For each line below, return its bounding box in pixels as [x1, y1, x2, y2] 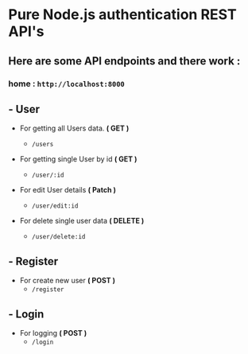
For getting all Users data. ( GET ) [19, 123, 130, 133]
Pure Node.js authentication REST [8, 6, 237, 24]
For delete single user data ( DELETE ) [19, 216, 145, 226]
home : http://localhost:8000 [8, 78, 125, 89]
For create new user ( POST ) [19, 276, 115, 286]
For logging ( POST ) [19, 328, 87, 337]
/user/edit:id [31, 202, 79, 210]
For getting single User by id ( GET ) [19, 154, 138, 164]
